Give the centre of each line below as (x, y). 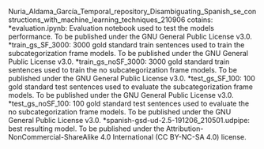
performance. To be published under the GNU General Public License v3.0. (130, 36)
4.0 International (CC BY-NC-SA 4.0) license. (173, 137)
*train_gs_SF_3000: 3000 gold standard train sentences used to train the (126, 45)
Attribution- (185, 129)
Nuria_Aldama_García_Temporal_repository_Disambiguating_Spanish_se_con (132, 11)
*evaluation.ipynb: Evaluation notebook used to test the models (111, 28)
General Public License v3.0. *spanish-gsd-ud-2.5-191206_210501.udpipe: (129, 120)
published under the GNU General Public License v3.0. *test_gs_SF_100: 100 (132, 78)
